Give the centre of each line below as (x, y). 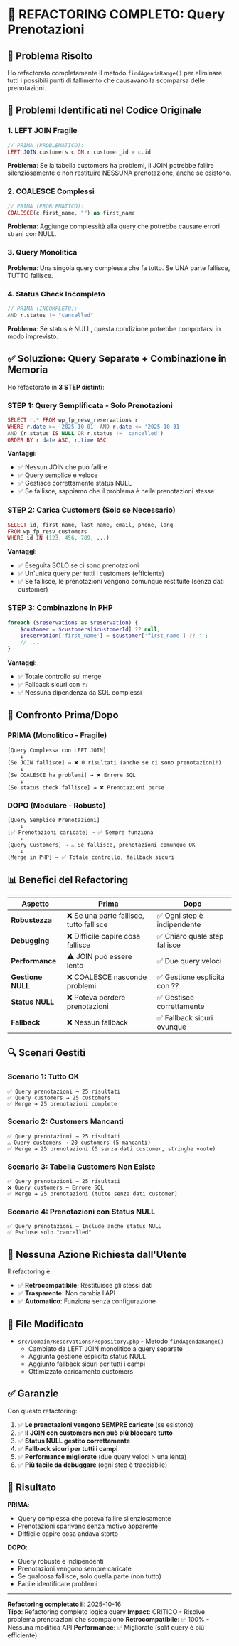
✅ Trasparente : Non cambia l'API (67, 1293)
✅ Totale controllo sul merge (59, 677)
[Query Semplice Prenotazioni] (54, 821)
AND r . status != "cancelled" (51, 315)
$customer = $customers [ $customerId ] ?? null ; (90, 629)
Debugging (30, 940)
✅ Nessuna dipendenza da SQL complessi (80, 693)
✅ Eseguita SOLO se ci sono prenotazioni (78, 565)
